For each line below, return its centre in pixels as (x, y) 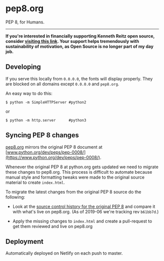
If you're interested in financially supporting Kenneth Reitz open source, (80, 36)
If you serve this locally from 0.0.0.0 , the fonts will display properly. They (79, 79)
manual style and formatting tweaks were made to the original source (75, 177)
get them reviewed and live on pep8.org (53, 226)
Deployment (25, 241)
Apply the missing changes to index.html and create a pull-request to (82, 221)
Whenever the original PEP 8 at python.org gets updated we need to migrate (82, 167)
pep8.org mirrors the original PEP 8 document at (54, 147)
